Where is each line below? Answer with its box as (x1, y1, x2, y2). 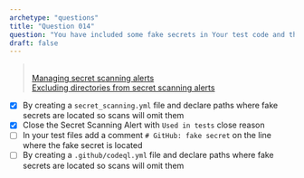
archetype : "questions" (9, 13, 100, 23)
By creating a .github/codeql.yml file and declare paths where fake (22, 150, 274, 161)
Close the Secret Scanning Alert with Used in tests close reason (22, 119, 265, 131)
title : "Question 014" (9, 22, 95, 31)
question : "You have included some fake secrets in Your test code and (9, 30, 285, 39)
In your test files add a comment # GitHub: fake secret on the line (22, 130, 271, 141)
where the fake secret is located (22, 140, 143, 151)
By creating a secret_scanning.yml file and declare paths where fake (22, 100, 279, 111)
